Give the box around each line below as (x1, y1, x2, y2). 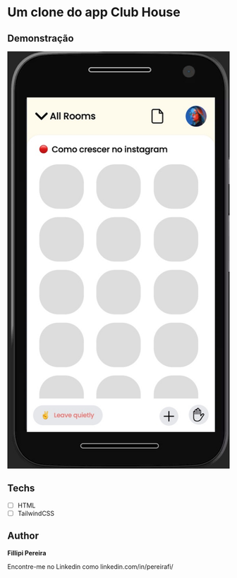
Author (7, 530, 39, 542)
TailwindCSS (17, 509, 55, 517)
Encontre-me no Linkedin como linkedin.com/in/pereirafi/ (7, 562, 174, 571)
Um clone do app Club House (7, 4, 181, 20)
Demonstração (7, 32, 74, 44)
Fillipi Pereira (7, 548, 47, 557)
